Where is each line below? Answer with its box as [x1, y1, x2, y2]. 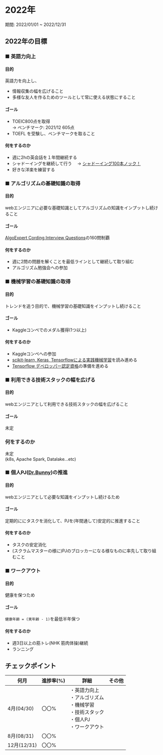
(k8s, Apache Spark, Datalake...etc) [5, 456, 76, 462]
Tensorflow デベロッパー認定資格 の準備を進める [12, 363, 109, 369]
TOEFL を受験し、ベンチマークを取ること [12, 130, 95, 136]
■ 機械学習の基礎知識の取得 [5, 278, 71, 285]
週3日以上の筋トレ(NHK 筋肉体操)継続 [12, 640, 89, 646]
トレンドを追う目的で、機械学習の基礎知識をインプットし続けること [5, 303, 142, 309]
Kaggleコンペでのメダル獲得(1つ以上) [12, 327, 87, 333]
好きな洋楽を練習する [12, 167, 55, 173]
